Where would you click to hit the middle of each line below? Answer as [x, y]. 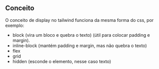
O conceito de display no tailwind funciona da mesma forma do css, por [79, 20]
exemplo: [15, 25]
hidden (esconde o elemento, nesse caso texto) [62, 61]
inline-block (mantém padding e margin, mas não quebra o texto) [79, 45]
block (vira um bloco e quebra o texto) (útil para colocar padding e [81, 35]
